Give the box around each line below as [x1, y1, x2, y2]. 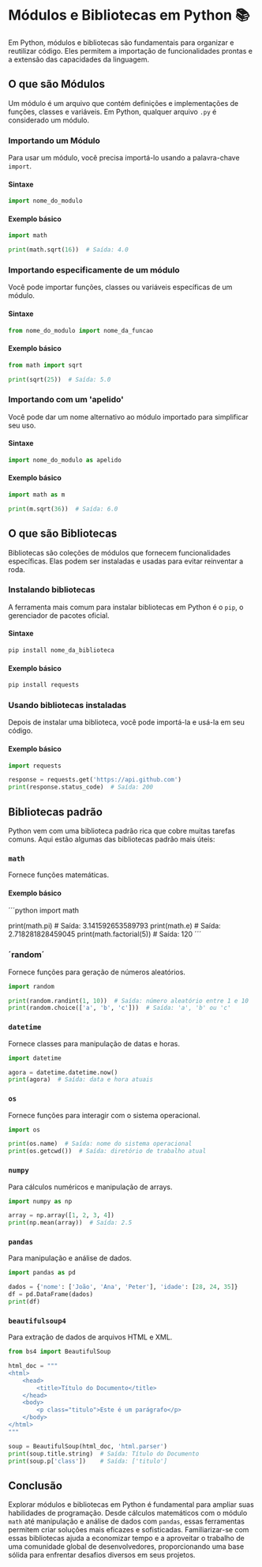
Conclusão [8, 1478, 63, 1492]
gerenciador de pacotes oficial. [8, 610, 110, 620]
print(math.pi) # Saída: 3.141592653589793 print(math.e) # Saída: [8, 921, 221, 931]
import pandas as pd [8, 1269, 77, 1277]
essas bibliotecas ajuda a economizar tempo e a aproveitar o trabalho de [8, 1534, 245, 1543]
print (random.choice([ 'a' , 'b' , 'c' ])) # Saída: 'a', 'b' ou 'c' [8, 1004, 231, 1012]
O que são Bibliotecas [8, 527, 118, 541]
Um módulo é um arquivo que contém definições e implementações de [8, 98, 239, 107]
